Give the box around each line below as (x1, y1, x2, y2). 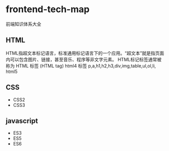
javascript (6, 117, 38, 125)
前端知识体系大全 (6, 21, 41, 27)
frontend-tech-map (6, 4, 90, 15)
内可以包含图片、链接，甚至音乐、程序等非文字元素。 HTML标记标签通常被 (6, 56, 161, 62)
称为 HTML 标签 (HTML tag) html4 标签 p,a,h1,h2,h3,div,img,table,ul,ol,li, (6, 62, 156, 69)
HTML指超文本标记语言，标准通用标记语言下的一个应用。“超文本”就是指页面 (6, 50, 164, 56)
